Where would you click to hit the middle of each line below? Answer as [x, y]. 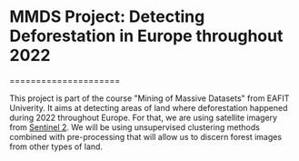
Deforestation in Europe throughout [146, 36]
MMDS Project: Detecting [107, 17]
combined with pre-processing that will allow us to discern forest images [146, 136]
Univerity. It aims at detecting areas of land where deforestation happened [149, 107]
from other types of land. [56, 146]
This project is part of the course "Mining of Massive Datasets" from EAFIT [149, 98]
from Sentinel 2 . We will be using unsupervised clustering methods [135, 127]
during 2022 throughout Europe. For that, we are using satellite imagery [144, 117]
